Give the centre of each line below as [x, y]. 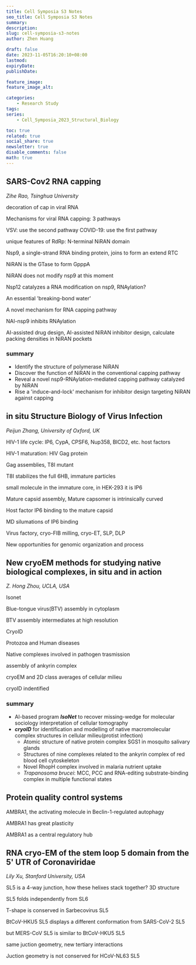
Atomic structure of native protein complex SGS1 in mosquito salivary [106, 742]
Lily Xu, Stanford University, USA [46, 876]
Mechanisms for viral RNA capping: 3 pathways [63, 219]
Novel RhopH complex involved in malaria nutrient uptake [92, 766]
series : [16, 114]
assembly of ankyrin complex [42, 666]
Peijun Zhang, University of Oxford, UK [53, 430]
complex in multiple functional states [68, 779]
